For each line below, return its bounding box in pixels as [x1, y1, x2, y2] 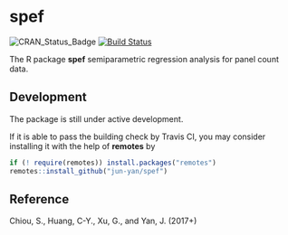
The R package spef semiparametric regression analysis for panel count [9, 53, 279, 64]
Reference [9, 192, 70, 207]
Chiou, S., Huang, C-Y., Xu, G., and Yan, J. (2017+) [9, 215, 197, 227]
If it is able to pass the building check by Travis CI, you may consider [9, 131, 266, 142]
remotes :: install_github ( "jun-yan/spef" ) [9, 166, 168, 175]
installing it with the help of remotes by [9, 140, 156, 151]
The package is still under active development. [9, 113, 184, 124]
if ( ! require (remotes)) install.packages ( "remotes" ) [9, 158, 217, 167]
